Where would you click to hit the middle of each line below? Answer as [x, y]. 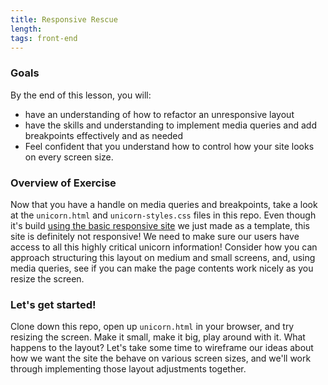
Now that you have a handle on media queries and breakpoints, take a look [164, 204]
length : [26, 29]
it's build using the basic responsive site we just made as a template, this [160, 225]
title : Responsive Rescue [64, 19]
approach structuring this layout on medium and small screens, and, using [163, 257]
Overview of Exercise [63, 183]
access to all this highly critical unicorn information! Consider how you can [164, 247]
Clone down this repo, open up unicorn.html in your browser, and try [152, 327]
